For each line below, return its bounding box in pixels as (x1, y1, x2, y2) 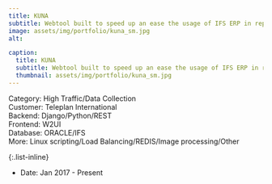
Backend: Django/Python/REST (8, 111, 112, 120)
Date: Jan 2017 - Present (19, 167, 104, 178)
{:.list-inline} (8, 152, 49, 161)
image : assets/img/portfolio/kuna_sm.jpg (8, 27, 151, 35)
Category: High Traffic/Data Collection (8, 94, 136, 103)
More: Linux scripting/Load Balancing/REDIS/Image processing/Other (8, 136, 240, 146)
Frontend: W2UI (8, 119, 62, 129)
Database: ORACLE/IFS (8, 128, 87, 137)
